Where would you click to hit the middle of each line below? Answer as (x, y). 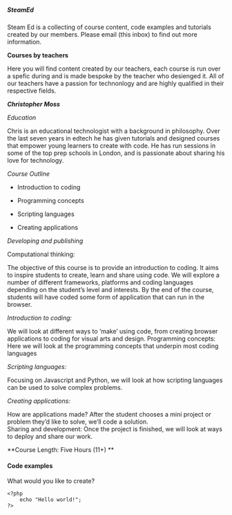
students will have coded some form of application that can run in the (106, 297)
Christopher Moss (34, 104)
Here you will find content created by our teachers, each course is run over (114, 69)
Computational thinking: (41, 254)
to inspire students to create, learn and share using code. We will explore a (113, 275)
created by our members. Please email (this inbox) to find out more (103, 34)
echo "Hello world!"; (50, 500)
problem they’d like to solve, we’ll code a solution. (78, 422)
